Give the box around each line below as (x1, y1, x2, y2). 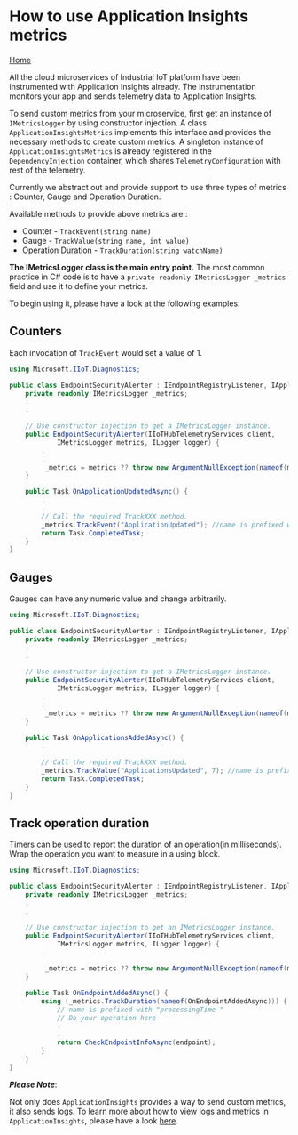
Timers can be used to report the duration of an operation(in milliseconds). (9, 839, 282, 850)
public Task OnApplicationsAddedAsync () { (25, 733, 184, 742)
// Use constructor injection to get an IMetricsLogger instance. (25, 922, 276, 931)
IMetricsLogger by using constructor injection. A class (9, 117, 207, 128)
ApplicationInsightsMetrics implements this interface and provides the (9, 126, 271, 137)
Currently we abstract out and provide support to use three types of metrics (9, 181, 286, 192)
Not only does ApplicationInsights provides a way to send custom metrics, (9, 1096, 286, 1107)
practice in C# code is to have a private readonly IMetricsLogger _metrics (9, 271, 286, 282)
